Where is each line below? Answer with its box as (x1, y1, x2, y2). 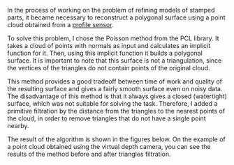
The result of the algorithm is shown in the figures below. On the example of (7, 135, 226, 143)
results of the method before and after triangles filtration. (7, 150, 171, 158)
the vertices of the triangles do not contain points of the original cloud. (7, 64, 211, 72)
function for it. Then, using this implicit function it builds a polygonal (7, 49, 203, 57)
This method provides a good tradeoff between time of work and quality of (7, 77, 222, 86)
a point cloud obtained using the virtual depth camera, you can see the (7, 143, 211, 150)
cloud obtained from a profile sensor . (7, 21, 114, 29)
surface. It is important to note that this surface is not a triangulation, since (7, 56, 222, 65)
